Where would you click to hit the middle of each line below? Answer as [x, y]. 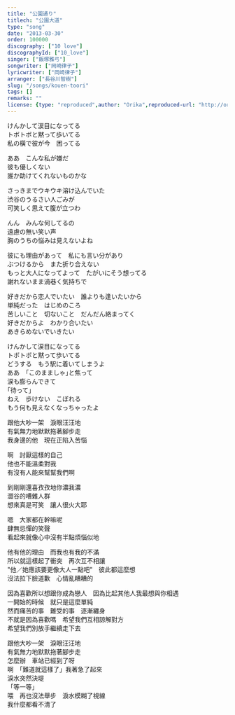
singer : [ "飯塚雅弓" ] [37, 60]
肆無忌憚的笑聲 [29, 528]
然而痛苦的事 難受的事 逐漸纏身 [56, 611]
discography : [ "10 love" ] [45, 46]
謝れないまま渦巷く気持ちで [47, 282]
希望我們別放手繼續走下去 [44, 628]
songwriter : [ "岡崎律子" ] [43, 66]
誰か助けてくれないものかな [47, 175]
